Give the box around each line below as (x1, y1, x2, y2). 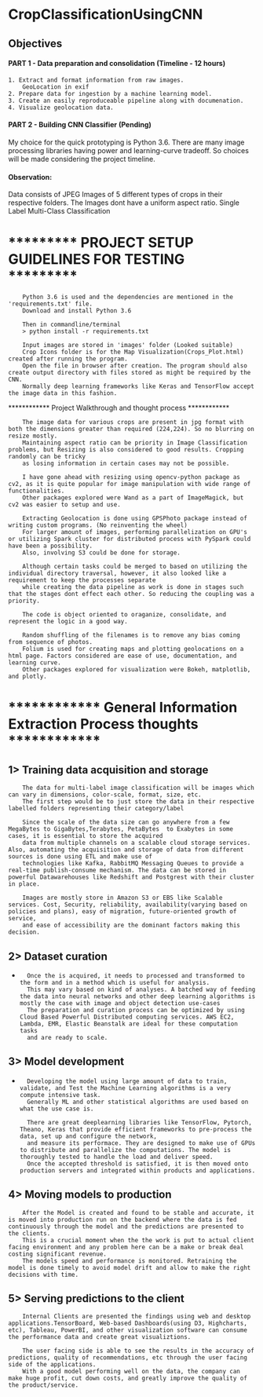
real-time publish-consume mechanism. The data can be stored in (8, 866, 226, 875)
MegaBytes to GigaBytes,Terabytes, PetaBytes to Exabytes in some (8, 825, 234, 833)
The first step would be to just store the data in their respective (22, 798, 255, 806)
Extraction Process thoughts (8, 715, 199, 733)
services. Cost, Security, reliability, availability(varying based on (8, 901, 247, 909)
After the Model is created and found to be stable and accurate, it (22, 1209, 255, 1216)
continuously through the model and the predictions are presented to (8, 1223, 244, 1231)
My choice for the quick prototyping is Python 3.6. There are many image (8, 137, 245, 147)
